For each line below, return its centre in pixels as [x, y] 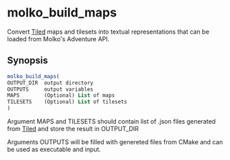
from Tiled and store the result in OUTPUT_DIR [73, 129]
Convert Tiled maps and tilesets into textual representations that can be [108, 32]
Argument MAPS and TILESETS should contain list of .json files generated [112, 121]
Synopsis [27, 61]
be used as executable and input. [54, 149]
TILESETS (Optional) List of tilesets [67, 102]
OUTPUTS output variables [50, 89]
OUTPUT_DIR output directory [50, 83]
